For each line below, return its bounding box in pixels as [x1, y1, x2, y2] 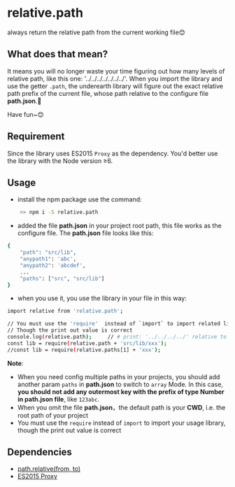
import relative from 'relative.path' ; [7, 308, 124, 315]
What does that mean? [7, 48, 108, 60]
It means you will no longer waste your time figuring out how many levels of [7, 66, 225, 75]
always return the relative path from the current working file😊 [7, 28, 185, 36]
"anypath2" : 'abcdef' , [20, 262, 86, 269]
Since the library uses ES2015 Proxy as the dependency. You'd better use [7, 149, 218, 157]
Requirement [7, 131, 65, 143]
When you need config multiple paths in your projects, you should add [17, 372, 220, 381]
